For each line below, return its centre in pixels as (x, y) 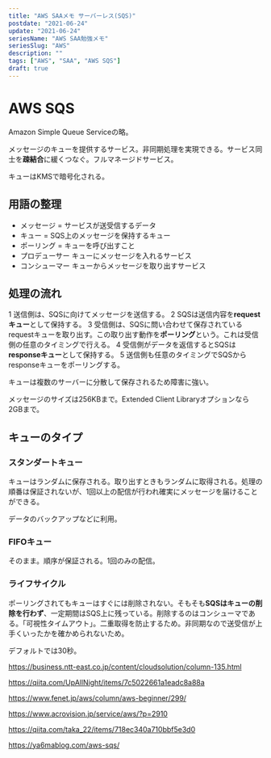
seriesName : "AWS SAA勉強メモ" (58, 38)
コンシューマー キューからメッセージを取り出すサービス (113, 265)
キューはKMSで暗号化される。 (59, 176)
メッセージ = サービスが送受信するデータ (88, 225)
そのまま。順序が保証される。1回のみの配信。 (84, 561)
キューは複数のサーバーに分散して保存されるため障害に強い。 (111, 382)
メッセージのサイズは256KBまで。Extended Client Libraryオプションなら (129, 399)
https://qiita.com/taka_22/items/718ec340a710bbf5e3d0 (102, 729)
